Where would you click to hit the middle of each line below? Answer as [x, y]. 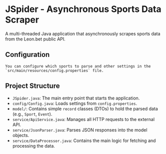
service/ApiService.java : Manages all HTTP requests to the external [83, 119]
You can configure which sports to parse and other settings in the [78, 66]
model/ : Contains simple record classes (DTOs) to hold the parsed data [85, 108]
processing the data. [33, 145]
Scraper [22, 20]
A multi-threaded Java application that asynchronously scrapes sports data [83, 33]
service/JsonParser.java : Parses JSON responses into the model [80, 130]
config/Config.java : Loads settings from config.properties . [75, 103]
